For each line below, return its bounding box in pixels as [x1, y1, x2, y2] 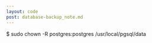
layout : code [6, 8, 38, 15]
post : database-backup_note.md [6, 14, 83, 20]
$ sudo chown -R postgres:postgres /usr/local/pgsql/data [6, 30, 147, 37]
